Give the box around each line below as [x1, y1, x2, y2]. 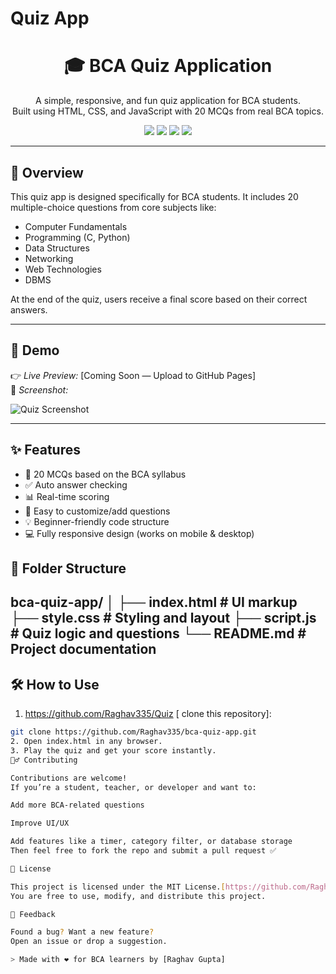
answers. [10, 303, 48, 316]
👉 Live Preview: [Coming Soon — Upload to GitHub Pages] [10, 369, 257, 381]
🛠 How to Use [10, 676, 100, 693]
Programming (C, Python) [24, 231, 131, 243]
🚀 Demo [10, 342, 60, 359]
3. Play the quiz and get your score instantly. [10, 745, 217, 756]
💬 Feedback [10, 909, 56, 919]
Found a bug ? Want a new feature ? [10, 927, 155, 937]
